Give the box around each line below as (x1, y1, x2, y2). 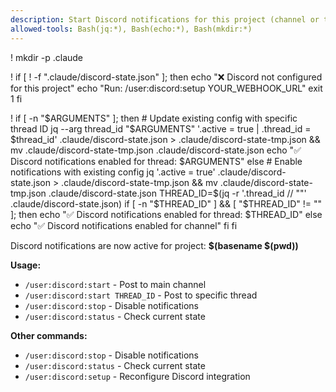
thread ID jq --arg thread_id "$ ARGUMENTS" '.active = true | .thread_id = (10, 122, 312, 135)
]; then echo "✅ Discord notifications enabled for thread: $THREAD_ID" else (10, 208, 323, 220)
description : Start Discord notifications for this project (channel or (10, 14, 320, 25)
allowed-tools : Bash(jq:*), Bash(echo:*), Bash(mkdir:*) (10, 24, 253, 34)
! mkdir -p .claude (10, 51, 84, 63)
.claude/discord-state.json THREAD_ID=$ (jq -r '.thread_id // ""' (48, 187, 307, 199)
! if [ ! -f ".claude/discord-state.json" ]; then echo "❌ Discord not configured (10, 71, 323, 83)
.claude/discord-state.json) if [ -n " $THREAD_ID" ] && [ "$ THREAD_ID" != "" (10, 197, 323, 210)
